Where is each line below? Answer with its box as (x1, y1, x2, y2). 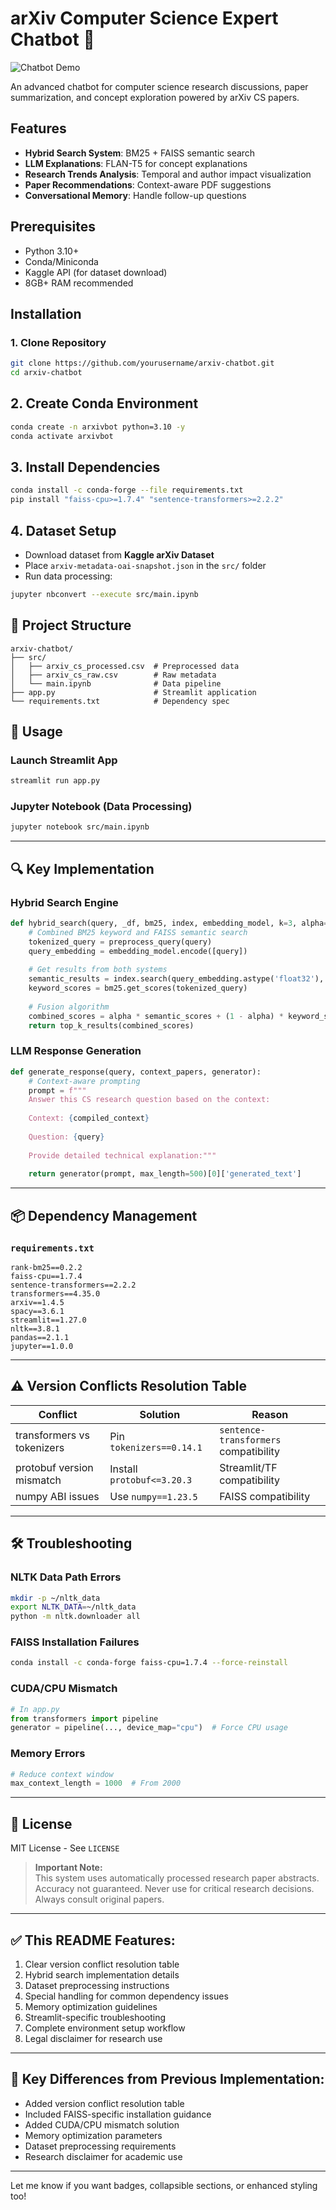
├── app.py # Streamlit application (10, 687, 257, 697)
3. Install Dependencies (10, 458, 161, 476)
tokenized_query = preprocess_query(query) (28, 937, 213, 947)
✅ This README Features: (10, 1932, 176, 1949)
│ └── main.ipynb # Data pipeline (10, 678, 222, 689)
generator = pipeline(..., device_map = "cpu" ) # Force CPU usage (10, 1723, 288, 1733)
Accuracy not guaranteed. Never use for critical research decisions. (34, 1883, 315, 1895)
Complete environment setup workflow (24, 2022, 186, 2034)
